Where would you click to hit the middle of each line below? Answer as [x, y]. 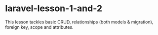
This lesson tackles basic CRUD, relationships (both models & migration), [79, 22]
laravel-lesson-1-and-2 [54, 9]
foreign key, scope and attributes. [39, 27]
